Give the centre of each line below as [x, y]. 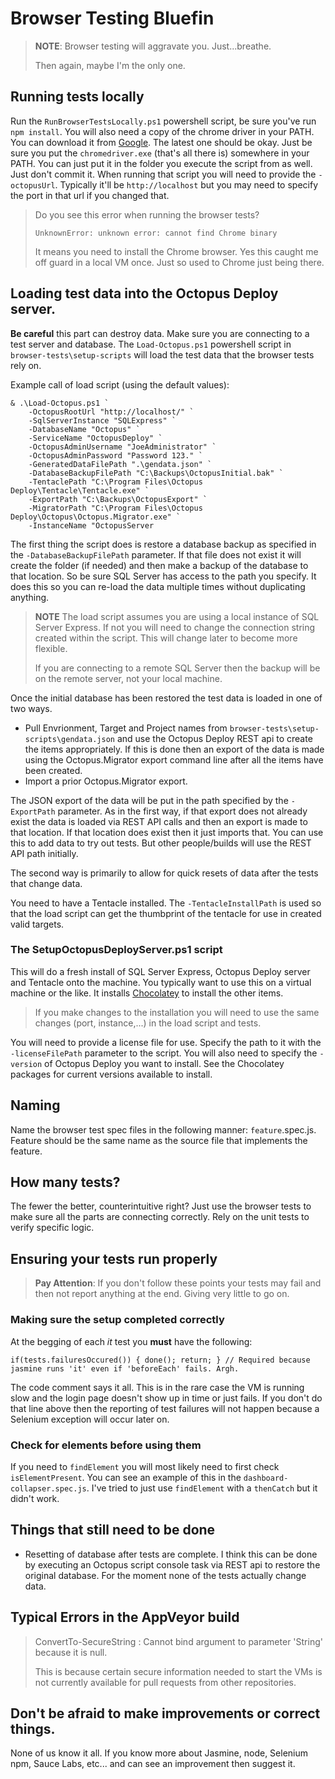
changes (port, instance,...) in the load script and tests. [148, 1023]
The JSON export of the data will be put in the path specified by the [149, 800]
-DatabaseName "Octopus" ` [84, 429]
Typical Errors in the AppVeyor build [125, 1617]
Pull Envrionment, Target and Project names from [126, 728]
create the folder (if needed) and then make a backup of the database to [159, 565]
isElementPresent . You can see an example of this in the [126, 1477]
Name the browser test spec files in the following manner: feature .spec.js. [163, 1129]
